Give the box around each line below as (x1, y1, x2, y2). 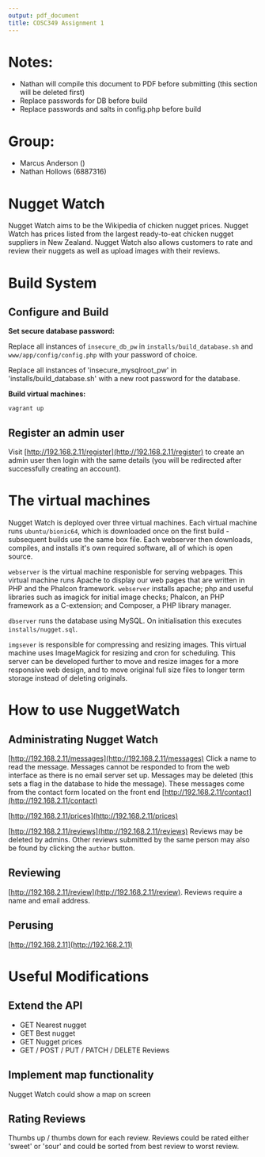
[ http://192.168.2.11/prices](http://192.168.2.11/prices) (8, 811, 179, 821)
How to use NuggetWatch (8, 701, 180, 720)
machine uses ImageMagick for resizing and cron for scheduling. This (8, 648, 236, 658)
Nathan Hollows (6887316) (19, 167, 107, 177)
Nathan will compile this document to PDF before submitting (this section (19, 79, 259, 89)
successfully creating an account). (8, 464, 121, 474)
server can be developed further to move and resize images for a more (8, 657, 240, 666)
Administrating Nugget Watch (8, 732, 159, 746)
